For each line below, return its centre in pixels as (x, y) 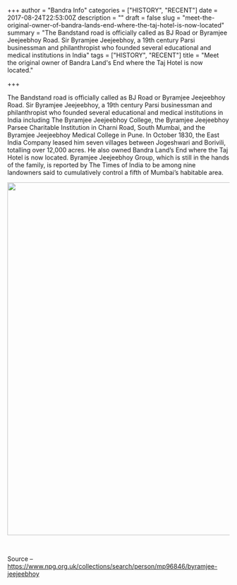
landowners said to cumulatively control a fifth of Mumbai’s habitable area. (115, 173)
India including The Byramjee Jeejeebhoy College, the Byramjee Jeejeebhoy (118, 120)
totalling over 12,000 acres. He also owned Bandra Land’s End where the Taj (118, 150)
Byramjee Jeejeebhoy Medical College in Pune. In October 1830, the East (114, 135)
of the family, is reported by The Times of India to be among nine (102, 165)
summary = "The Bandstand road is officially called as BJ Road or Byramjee (117, 32)
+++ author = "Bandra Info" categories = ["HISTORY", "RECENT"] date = (113, 10)
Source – (20, 559)
